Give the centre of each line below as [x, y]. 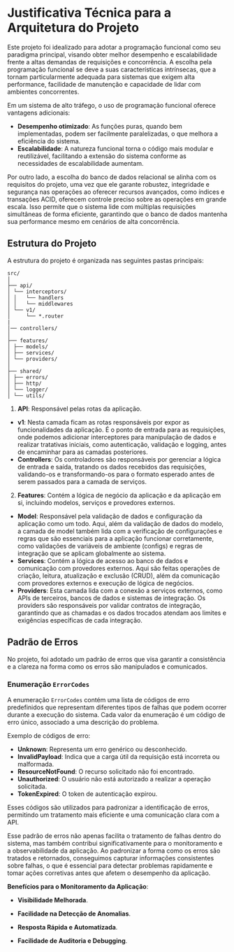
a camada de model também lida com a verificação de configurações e [120, 531]
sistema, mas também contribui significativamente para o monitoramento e [115, 843]
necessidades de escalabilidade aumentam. [81, 163]
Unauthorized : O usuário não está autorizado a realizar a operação [114, 779]
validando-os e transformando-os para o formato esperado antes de [116, 474]
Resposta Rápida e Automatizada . [67, 927]
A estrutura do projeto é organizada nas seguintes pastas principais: [105, 260]
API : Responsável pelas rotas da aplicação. [79, 408]
